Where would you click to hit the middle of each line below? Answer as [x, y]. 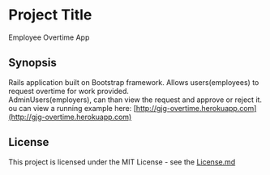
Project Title [50, 15]
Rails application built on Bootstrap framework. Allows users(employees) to [134, 82]
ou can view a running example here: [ [72, 108]
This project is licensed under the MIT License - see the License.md [122, 162]
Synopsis [32, 63]
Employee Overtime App [49, 37]
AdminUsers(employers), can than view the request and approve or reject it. [135, 100]
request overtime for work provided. [69, 91]
